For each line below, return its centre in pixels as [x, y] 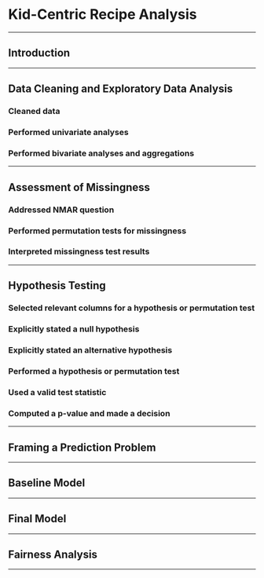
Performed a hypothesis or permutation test [94, 371]
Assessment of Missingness [79, 187]
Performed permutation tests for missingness [97, 231]
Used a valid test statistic [57, 392]
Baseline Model [47, 483]
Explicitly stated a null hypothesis [74, 329]
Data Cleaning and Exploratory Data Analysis [121, 89]
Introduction [39, 53]
